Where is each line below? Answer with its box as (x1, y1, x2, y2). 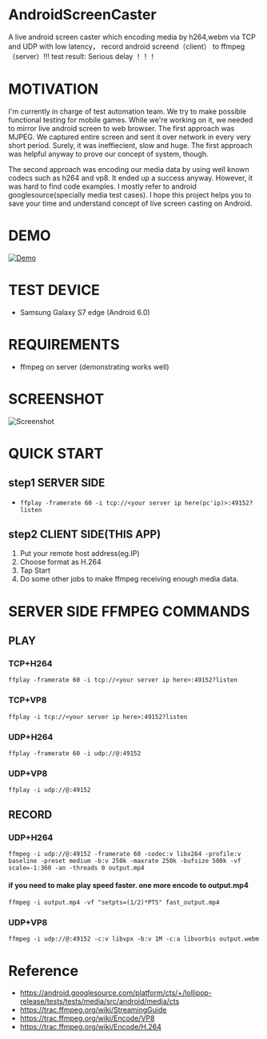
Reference (8, 961, 78, 980)
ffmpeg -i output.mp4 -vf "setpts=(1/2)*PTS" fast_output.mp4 (8, 898, 220, 907)
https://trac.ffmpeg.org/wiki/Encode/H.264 (19, 1022, 162, 1032)
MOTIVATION (8, 80, 98, 98)
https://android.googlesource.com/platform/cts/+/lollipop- (19, 988, 213, 997)
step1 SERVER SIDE (8, 476, 106, 490)
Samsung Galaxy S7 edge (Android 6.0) (19, 307, 150, 317)
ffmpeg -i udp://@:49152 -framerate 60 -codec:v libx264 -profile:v (8, 849, 241, 857)
